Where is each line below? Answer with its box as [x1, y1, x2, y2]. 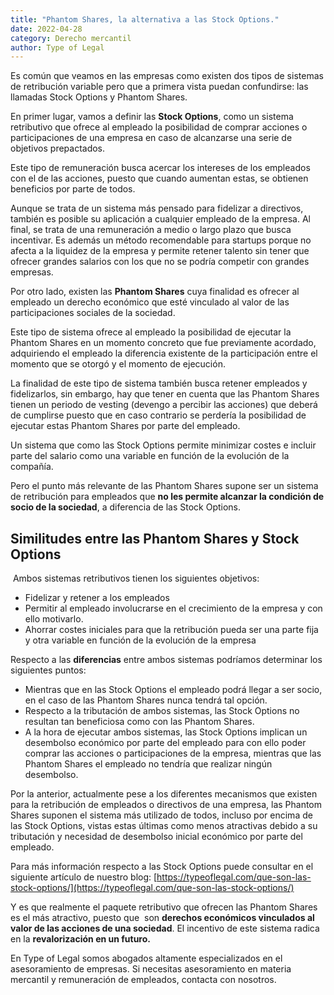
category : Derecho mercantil [10, 33, 132, 43]
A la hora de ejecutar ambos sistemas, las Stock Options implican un [24, 726, 308, 738]
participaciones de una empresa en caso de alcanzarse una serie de [10, 132, 293, 144]
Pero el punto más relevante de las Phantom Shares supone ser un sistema [10, 480, 319, 492]
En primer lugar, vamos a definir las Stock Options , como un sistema [10, 111, 294, 123]
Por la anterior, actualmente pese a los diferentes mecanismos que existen [10, 788, 318, 800]
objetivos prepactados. [10, 142, 106, 155]
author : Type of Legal [10, 42, 105, 53]
